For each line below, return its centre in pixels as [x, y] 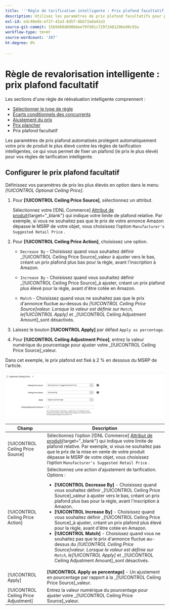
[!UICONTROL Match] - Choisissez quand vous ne [108, 534]
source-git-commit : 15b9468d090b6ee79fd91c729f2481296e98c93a [72, 27]
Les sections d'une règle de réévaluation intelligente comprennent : [75, 99]
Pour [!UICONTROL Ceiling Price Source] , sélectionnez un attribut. [82, 200]
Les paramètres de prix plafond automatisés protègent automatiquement [81, 140]
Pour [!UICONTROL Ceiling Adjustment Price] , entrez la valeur [78, 339]
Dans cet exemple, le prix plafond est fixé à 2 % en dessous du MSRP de [81, 360]
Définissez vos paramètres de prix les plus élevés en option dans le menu [82, 185]
